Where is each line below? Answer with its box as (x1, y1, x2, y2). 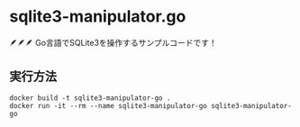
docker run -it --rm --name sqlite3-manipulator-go (9, 101, 207, 110)
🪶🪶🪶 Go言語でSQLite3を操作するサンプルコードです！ (9, 37, 218, 48)
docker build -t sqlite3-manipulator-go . (9, 93, 171, 103)
